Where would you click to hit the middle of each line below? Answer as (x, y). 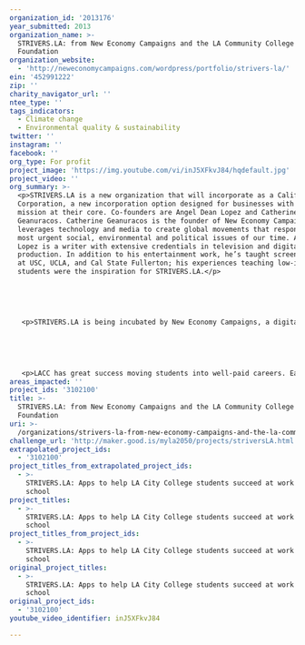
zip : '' (24, 86)
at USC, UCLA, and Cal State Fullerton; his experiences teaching (146, 263)
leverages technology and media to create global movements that (144, 229)
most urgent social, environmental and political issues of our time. (154, 237)
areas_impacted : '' (46, 382)
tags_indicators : (42, 111)
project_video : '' (44, 178)
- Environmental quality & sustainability (99, 128)
